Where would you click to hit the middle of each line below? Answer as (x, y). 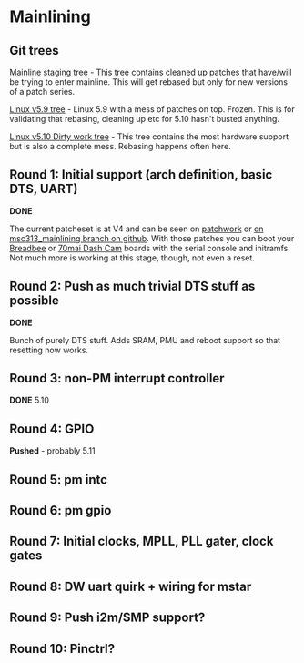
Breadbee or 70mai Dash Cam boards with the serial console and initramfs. (150, 248)
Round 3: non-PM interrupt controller (117, 378)
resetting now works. (49, 350)
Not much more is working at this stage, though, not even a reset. (132, 258)
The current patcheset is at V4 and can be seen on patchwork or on (137, 229)
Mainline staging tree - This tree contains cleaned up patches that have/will (151, 72)
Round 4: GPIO (52, 428)
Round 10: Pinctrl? (62, 648)
